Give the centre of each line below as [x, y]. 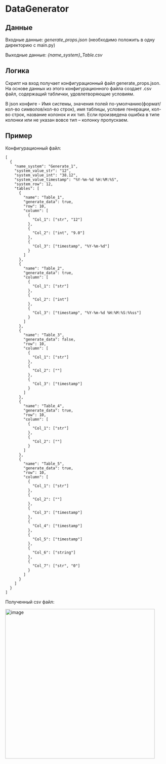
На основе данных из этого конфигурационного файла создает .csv [78, 88]
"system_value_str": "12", [43, 170]
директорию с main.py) [30, 45]
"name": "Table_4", [44, 406]
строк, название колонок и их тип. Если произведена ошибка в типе [86, 114]
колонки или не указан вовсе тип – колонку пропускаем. [67, 120]
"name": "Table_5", [44, 464]
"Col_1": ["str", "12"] [57, 219]
